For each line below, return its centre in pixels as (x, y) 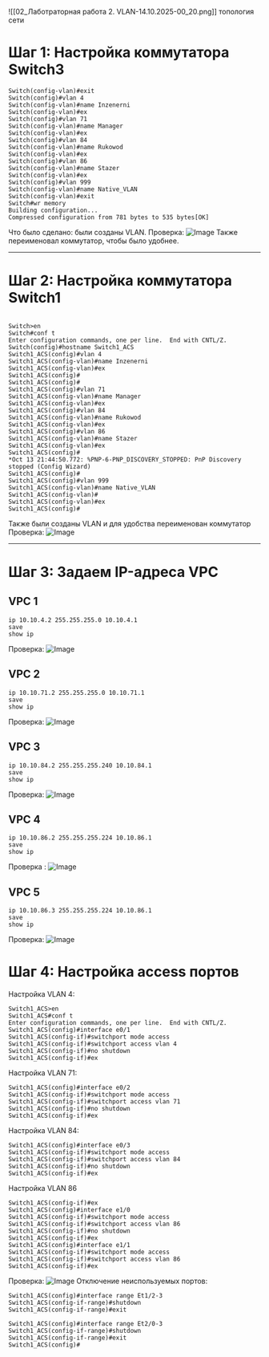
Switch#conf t (32, 333)
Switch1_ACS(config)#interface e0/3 (69, 1146)
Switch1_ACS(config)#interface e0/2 (69, 1088)
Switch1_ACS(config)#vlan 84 (57, 410)
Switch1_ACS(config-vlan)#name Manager (75, 396)
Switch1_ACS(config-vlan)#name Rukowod (75, 417)
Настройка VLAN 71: (43, 1073)
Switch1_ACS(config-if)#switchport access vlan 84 (94, 1160)
